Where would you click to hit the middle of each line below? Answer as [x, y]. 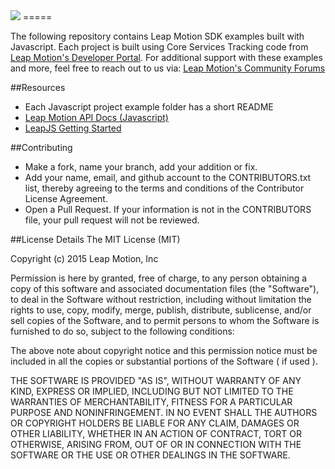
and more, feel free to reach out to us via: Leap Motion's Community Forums [168, 68]
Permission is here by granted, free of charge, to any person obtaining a [159, 278]
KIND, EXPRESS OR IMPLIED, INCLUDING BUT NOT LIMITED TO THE [152, 391]
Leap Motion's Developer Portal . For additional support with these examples [166, 57]
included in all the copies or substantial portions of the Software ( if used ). [164, 361]
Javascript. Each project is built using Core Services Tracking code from [159, 47]
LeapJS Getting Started [73, 128]
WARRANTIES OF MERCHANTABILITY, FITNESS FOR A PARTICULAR [151, 402]
